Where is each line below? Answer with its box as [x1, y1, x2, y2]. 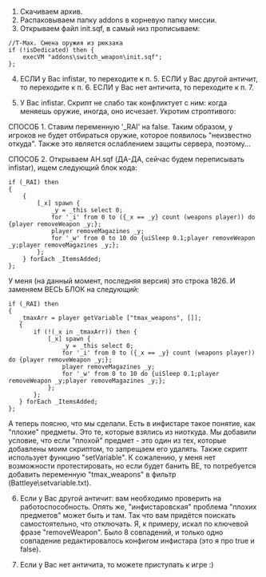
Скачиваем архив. [19, 7, 83, 16]
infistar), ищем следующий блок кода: [8, 163, 137, 172]
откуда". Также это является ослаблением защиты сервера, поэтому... [8, 139, 252, 148]
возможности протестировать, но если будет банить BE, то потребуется [8, 461, 257, 470]
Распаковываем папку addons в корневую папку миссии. [19, 15, 217, 25]
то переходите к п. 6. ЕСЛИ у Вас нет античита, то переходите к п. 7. [19, 83, 254, 92]
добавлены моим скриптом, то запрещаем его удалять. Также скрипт [8, 445, 248, 453]
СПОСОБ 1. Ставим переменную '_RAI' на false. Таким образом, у [8, 122, 233, 131]
